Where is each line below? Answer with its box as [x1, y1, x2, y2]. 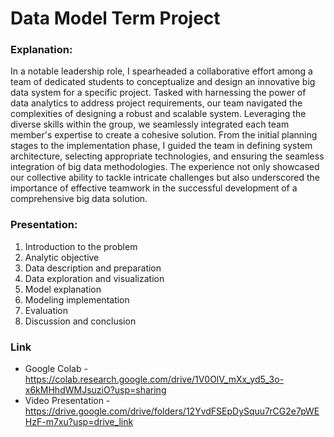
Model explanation [24, 283, 102, 295]
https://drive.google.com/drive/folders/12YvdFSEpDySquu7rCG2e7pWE [24, 405, 320, 417]
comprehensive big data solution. [10, 193, 148, 205]
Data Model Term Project [10, 7, 221, 30]
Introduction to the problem [24, 240, 138, 252]
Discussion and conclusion [24, 315, 137, 327]
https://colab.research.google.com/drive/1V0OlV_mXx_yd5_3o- [24, 373, 285, 386]
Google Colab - [24, 363, 88, 375]
